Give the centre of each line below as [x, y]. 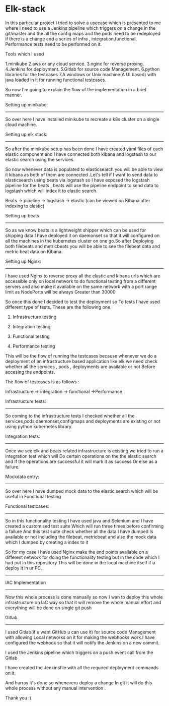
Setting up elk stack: [26, 134]
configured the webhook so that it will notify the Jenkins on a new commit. [82, 642]
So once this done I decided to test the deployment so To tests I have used [82, 302]
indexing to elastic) [25, 206]
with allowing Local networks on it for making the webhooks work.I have [80, 637]
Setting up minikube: [27, 104]
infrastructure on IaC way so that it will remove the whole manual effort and [83, 602]
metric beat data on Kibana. [34, 251]
